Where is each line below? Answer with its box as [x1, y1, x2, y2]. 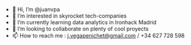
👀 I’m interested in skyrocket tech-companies [12, 12, 127, 19]
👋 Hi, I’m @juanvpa [12, 6, 60, 13]
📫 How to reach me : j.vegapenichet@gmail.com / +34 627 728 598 [12, 32, 185, 39]
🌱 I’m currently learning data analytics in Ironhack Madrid [12, 19, 157, 26]
